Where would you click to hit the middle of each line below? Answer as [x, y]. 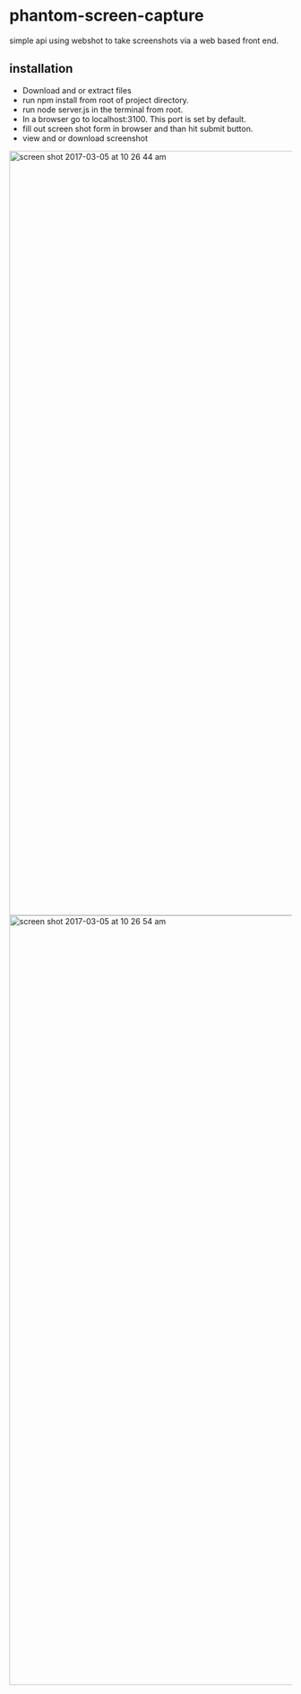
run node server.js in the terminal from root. [103, 110]
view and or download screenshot [85, 138]
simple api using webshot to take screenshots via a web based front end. [144, 40]
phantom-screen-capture [107, 16]
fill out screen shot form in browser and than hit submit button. [138, 128]
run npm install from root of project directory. [106, 100]
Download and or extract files [77, 90]
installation [41, 69]
